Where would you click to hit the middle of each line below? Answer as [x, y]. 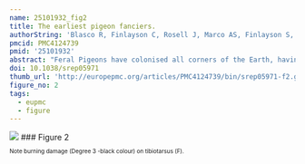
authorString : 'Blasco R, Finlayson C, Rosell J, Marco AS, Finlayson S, [152, 34]
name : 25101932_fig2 [49, 18]
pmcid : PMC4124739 [44, 43]
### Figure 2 [45, 138]
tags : [20, 93]
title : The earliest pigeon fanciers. [83, 26]
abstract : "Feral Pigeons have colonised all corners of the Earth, [142, 60]
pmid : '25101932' [42, 52]
